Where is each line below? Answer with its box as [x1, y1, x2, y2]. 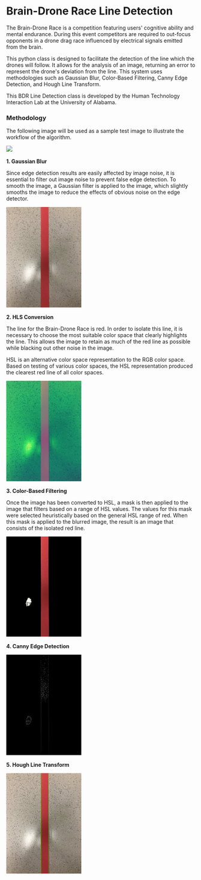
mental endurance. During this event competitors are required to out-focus [6, 30, 191, 37]
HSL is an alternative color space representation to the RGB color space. [6, 356, 185, 363]
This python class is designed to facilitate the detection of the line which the [6, 55, 195, 62]
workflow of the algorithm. [6, 134, 72, 141]
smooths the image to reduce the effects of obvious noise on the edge [6, 188, 181, 196]
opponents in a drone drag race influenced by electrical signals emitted [6, 37, 183, 44]
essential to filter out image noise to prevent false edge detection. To [6, 176, 176, 183]
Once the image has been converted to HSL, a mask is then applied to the [6, 498, 188, 506]
